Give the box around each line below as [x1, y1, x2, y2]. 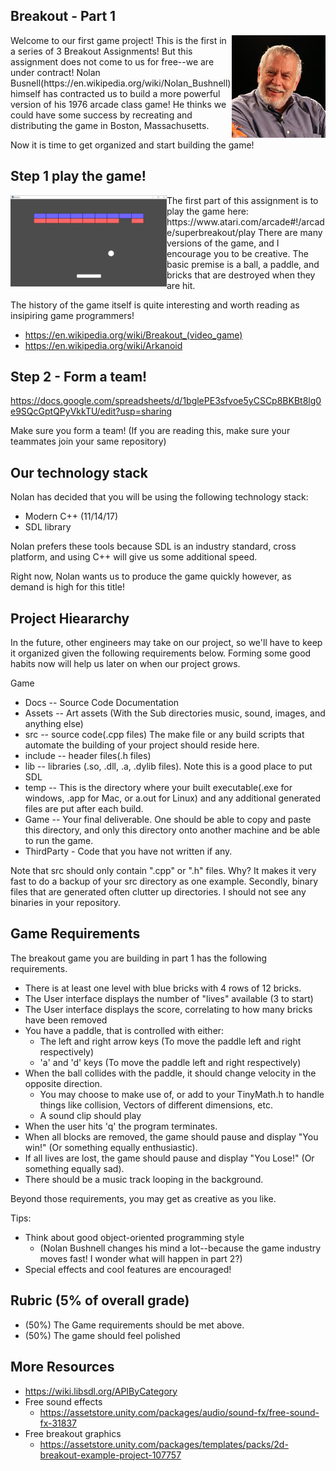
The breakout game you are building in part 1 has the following [10, 952, 268, 964]
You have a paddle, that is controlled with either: [24, 1024, 225, 1036]
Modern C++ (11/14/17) [24, 510, 119, 523]
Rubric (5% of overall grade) [10, 1292, 190, 1309]
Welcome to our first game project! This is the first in [10, 34, 227, 46]
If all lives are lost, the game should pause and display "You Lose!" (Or [24, 1152, 315, 1164]
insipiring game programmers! [10, 309, 135, 321]
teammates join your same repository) [10, 435, 167, 448]
